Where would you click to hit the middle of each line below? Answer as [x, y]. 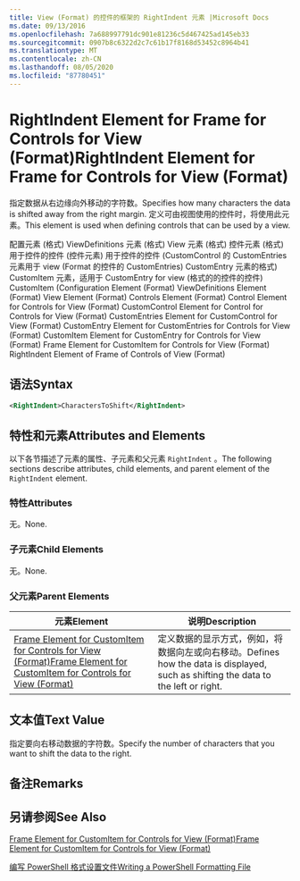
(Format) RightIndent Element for [132, 158]
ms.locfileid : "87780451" [57, 76]
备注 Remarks [46, 784]
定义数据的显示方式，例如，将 [221, 639]
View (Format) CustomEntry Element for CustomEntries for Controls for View [150, 325]
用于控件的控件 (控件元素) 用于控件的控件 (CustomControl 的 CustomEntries [148, 255]
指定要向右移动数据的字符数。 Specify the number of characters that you [142, 743]
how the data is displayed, [212, 664]
